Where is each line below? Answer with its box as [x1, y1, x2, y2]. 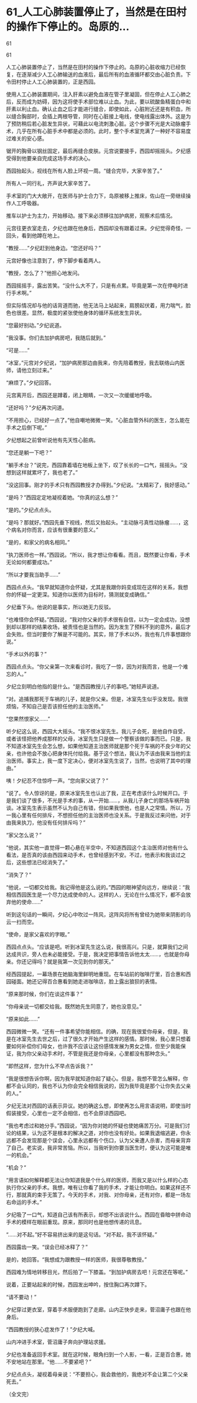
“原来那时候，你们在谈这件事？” [6, 990, 83, 998]
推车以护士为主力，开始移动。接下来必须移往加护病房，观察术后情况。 [6, 212, 176, 219]
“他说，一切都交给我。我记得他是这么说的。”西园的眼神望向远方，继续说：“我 [6, 883, 191, 890]
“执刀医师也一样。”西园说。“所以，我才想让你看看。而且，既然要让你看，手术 [6, 551, 191, 558]
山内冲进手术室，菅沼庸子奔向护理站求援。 [6, 1338, 109, 1345]
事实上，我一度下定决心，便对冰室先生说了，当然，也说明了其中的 [26, 757, 186, 764]
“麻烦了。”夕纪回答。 [6, 379, 55, 386]
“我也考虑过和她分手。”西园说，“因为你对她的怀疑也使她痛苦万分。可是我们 [6, 1122, 185, 1129]
